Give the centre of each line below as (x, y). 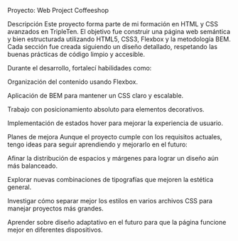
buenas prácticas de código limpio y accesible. (76, 54)
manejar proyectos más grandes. (56, 208)
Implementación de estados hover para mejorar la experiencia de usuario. (115, 123)
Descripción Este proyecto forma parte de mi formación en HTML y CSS (113, 24)
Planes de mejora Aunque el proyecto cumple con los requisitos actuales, (115, 137)
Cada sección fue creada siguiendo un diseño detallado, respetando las (113, 47)
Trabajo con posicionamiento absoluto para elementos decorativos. (106, 109)
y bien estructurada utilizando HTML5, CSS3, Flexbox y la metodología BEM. (119, 39)
